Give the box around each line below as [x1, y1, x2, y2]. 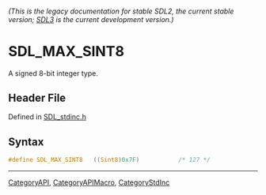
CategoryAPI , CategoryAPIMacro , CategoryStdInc [8, 178, 170, 187]
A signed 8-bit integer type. [8, 68, 99, 78]
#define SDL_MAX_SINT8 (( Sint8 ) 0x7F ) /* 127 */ [8, 156, 211, 164]
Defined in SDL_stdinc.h [8, 112, 87, 122]
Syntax [8, 135, 44, 148]
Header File [8, 91, 66, 104]
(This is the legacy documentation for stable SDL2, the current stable [8, 6, 234, 16]
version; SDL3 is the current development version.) [8, 14, 174, 24]
